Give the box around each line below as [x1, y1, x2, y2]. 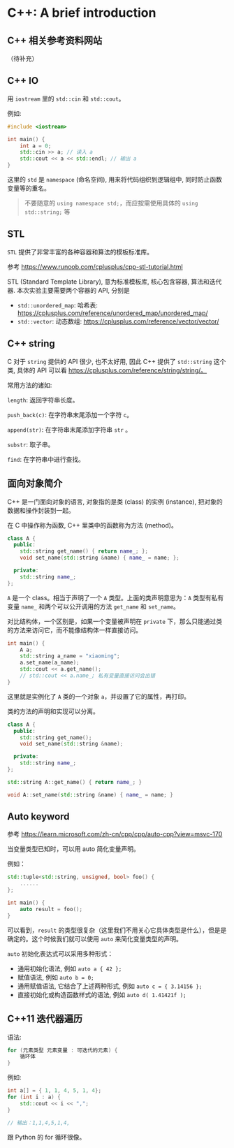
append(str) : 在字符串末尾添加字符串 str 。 [7, 425, 132, 434]
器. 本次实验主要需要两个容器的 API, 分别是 [7, 286, 131, 294]
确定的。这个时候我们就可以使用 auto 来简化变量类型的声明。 [7, 934, 183, 943]
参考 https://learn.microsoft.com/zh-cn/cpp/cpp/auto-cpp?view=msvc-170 [7, 830, 223, 838]
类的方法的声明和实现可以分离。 [7, 707, 99, 715]
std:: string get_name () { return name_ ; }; [20, 548, 149, 555]
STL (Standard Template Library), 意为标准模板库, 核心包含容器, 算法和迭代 [7, 277, 222, 286]
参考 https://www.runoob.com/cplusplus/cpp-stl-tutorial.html [7, 262, 183, 270]
